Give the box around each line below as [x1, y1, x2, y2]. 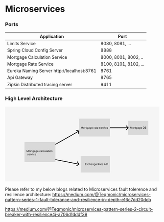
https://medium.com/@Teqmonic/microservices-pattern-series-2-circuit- [5, 206, 153, 212]
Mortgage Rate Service [7, 61, 54, 67]
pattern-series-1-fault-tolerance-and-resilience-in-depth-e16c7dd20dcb [5, 197, 151, 202]
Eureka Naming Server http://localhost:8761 [7, 68, 97, 74]
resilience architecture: [5, 191, 51, 197]
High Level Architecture [5, 95, 63, 102]
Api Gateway [7, 74, 33, 80]
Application [40, 33, 64, 39]
